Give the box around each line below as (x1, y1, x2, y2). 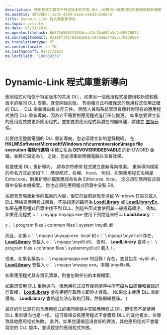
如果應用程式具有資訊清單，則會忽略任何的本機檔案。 (5, 272, 114, 278)
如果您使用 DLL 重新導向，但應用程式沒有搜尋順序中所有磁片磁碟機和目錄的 (5, 283, 160, 289)
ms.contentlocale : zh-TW (5, 44, 57, 49)
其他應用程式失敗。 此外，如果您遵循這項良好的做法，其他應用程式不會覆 (9, 319, 159, 325)
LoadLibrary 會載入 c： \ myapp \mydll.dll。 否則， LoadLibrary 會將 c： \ (5, 239, 158, 245)
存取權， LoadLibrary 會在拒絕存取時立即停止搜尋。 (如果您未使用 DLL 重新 (5, 289, 160, 295)
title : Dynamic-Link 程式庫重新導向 (5, 16, 76, 21)
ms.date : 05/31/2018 (5, 26, 48, 31)
